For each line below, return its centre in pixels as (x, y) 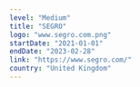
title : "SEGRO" (38, 26)
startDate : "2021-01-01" (56, 43)
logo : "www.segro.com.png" (60, 34)
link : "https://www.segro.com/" (70, 60)
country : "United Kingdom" (60, 69)
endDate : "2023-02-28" (52, 52)
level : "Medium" (40, 18)
